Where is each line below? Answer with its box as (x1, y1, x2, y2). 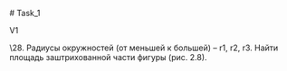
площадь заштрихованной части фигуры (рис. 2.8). (9, 52, 207, 62)
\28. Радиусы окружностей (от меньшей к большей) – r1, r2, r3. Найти (9, 42, 279, 53)
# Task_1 (9, 8, 41, 18)
